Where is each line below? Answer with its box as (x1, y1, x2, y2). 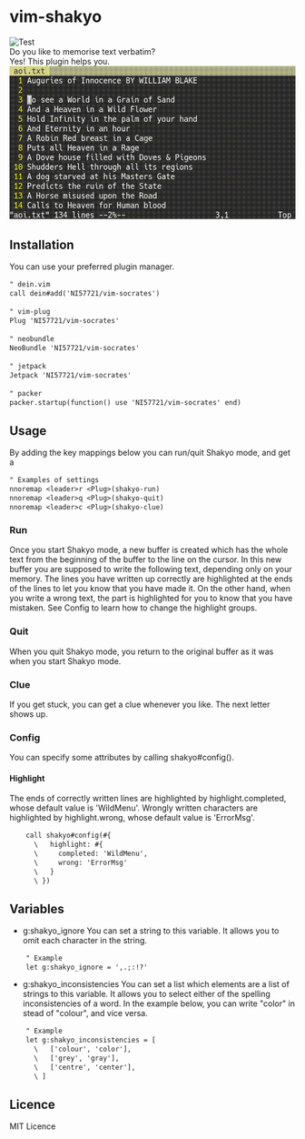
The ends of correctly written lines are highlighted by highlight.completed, (9, 793, 287, 804)
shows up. (9, 708, 48, 720)
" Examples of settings (9, 476, 100, 485)
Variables (9, 901, 65, 916)
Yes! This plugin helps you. (9, 55, 111, 66)
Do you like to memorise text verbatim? (9, 45, 156, 56)
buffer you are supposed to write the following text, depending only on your (9, 564, 292, 575)
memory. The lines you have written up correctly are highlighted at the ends (9, 573, 293, 584)
